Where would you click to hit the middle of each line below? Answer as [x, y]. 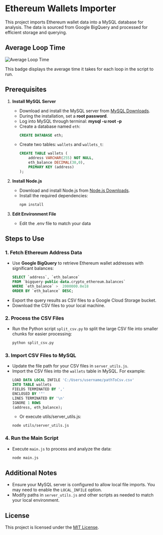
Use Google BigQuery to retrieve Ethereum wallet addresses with [78, 263]
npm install [31, 205]
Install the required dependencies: [54, 195]
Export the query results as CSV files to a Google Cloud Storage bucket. [84, 300]
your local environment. [36, 500]
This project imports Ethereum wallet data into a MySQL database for [74, 22]
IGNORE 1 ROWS [26, 403]
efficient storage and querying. [36, 32]
